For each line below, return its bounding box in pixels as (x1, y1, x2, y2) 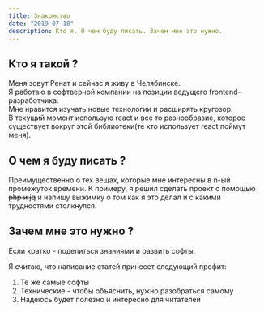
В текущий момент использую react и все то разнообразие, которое (8, 113, 245, 122)
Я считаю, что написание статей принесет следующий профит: (8, 261, 227, 271)
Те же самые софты (19, 277, 90, 287)
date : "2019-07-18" (8, 19, 75, 28)
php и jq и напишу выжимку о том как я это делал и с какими (8, 192, 221, 202)
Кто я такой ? (8, 57, 79, 71)
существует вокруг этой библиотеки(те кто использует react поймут (8, 122, 246, 131)
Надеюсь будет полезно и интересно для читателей (19, 294, 201, 304)
